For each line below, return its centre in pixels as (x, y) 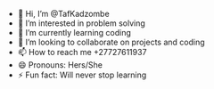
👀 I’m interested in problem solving (81, 23)
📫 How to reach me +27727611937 (82, 52)
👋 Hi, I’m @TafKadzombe (63, 14)
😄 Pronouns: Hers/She (60, 65)
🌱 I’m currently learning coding (74, 32)
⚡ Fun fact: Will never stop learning (82, 75)
